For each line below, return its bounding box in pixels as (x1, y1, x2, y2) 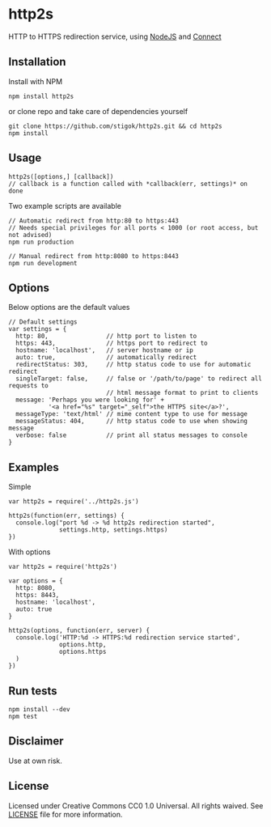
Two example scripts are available (8, 201, 121, 210)
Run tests (8, 684, 57, 698)
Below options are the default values (8, 303, 130, 312)
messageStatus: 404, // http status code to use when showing (15, 418, 248, 426)
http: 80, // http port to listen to (15, 333, 197, 341)
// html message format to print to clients (106, 389, 259, 397)
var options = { (8, 577, 63, 585)
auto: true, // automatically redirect (15, 354, 197, 362)
